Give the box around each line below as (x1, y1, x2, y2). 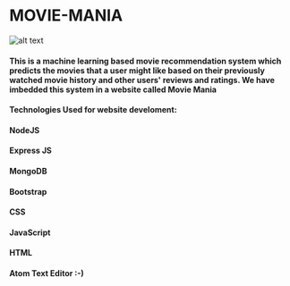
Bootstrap (9, 186, 47, 197)
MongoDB (9, 165, 47, 176)
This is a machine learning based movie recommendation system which (9, 55, 282, 66)
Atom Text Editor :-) (9, 267, 85, 278)
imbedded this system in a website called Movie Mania (9, 84, 217, 95)
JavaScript (9, 227, 51, 238)
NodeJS (9, 124, 40, 135)
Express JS (9, 145, 52, 156)
